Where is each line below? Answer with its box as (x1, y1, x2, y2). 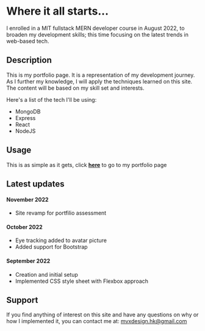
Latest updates (6, 179, 65, 189)
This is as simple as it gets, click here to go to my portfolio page (6, 161, 167, 168)
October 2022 (6, 223, 43, 230)
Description (6, 55, 52, 65)
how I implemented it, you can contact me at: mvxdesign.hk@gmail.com (6, 318, 187, 325)
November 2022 (6, 196, 49, 203)
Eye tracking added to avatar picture (15, 237, 107, 244)
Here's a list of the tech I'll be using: (6, 96, 97, 103)
